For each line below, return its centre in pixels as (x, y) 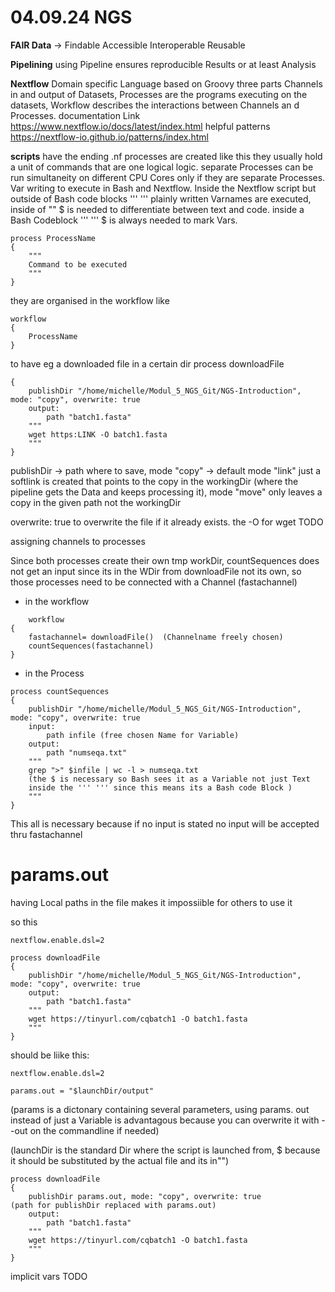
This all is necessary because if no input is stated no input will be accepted (165, 823)
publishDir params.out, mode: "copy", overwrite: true (145, 1196)
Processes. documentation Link (75, 115)
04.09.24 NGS (71, 17)
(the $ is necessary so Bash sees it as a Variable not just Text (169, 779)
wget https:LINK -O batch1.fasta (98, 434)
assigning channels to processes (78, 541)
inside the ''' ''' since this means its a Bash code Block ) (160, 787)
